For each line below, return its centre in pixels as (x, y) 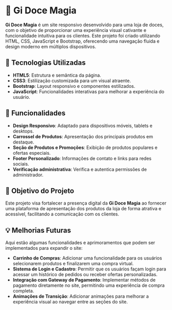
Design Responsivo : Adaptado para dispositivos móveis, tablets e (82, 125)
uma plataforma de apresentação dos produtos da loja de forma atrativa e (83, 209)
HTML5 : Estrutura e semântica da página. (57, 75)
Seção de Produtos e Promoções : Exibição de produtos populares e (85, 147)
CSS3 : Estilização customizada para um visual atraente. (72, 80)
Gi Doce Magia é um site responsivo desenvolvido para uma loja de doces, (84, 25)
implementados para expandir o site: (44, 248)
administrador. (28, 175)
